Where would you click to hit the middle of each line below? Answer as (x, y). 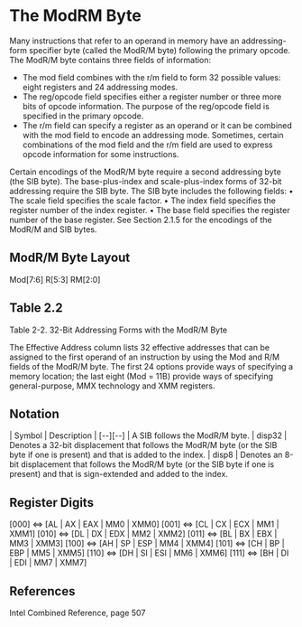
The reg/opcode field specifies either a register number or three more (152, 97)
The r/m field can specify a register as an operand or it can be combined (157, 125)
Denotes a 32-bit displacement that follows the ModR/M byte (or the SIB (143, 445)
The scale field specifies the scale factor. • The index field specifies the (143, 201)
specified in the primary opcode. (83, 116)
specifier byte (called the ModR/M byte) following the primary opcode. (160, 50)
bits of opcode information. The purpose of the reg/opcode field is (146, 106)
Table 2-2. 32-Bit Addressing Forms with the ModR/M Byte (119, 330)
